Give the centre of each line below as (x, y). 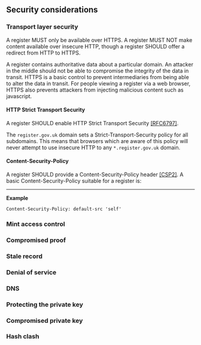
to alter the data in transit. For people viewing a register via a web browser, (98, 83)
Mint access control (36, 224)
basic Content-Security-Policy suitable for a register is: (74, 181)
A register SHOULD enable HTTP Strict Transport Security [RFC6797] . (92, 123)
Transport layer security (42, 27)
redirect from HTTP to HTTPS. (43, 53)
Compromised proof (36, 240)
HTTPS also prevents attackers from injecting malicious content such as (95, 90)
